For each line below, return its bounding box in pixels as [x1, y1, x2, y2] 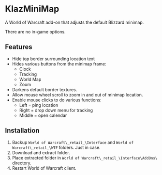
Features [5, 43, 32, 51]
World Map [19, 76, 42, 82]
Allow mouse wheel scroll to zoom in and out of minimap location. [12, 92, 143, 97]
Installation [5, 127, 40, 135]
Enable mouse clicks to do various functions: [12, 97, 102, 103]
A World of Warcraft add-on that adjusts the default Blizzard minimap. [5, 19, 144, 25]
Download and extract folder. [12, 149, 70, 156]
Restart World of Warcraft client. [12, 165, 76, 171]
